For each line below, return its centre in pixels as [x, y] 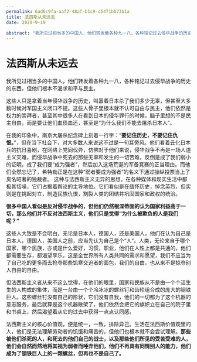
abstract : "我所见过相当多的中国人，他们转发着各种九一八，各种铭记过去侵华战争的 [95, 33]
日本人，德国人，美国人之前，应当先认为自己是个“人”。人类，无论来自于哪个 [98, 241]
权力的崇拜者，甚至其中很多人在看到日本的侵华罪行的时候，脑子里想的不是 [96, 115]
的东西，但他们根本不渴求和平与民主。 [52, 88]
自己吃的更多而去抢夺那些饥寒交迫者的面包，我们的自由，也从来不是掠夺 [98, 263]
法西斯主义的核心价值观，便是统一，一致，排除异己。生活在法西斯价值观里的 [98, 324]
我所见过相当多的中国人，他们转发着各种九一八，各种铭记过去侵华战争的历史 [98, 81]
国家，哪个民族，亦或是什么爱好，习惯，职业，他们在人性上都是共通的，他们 [98, 248]
